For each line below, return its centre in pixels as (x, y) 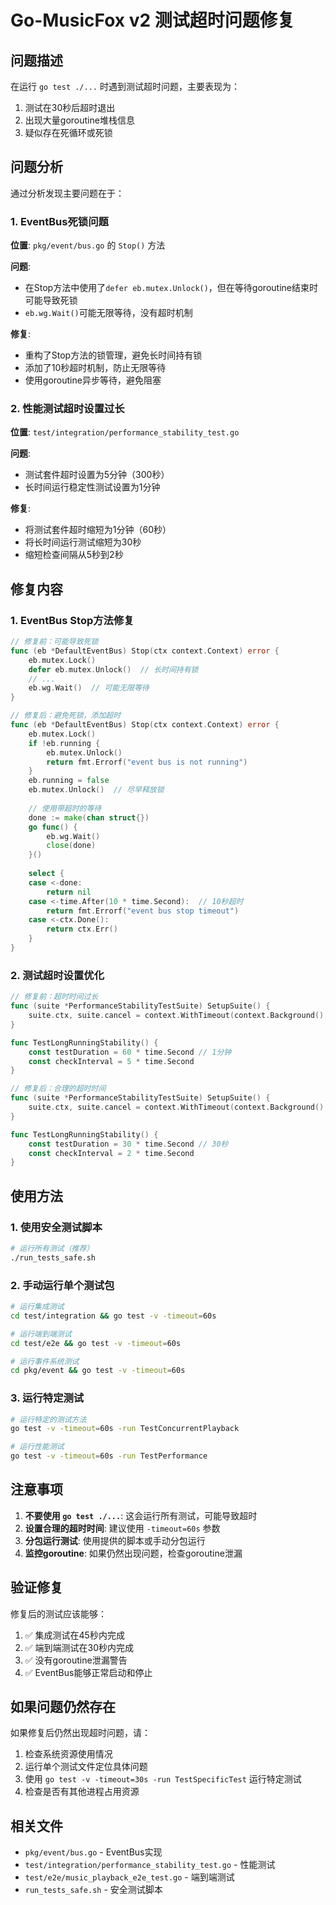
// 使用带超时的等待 (65, 808)
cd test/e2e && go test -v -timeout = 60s (96, 1343)
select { (46, 874)
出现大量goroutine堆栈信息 (79, 120)
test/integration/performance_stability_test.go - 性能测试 (150, 1865)
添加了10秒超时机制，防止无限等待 (95, 368)
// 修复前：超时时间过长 (54, 997)
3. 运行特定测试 (47, 1398)
